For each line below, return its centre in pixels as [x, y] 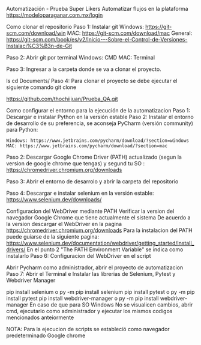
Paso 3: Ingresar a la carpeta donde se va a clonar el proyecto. [84, 69]
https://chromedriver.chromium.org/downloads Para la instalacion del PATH [100, 230]
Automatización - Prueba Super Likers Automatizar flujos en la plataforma [97, 9]
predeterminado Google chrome [46, 335]
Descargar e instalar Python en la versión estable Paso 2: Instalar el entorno [100, 117]
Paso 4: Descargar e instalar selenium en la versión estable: [80, 193]
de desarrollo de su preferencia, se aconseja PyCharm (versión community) [100, 123]
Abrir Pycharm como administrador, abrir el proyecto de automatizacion [95, 267]
